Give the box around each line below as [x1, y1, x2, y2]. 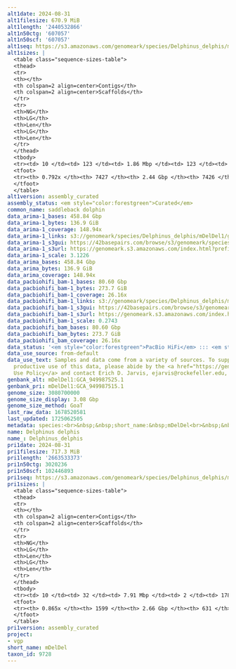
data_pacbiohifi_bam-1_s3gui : [7, 304, 96, 311]
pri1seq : [7, 474, 33, 481]
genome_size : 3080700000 [7, 389, 80, 396]
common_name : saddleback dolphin [7, 207, 105, 214]
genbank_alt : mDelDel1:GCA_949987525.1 [7, 376, 124, 383]
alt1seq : [7, 43, 33, 50]
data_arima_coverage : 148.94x [7, 271, 96, 278]
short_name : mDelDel [7, 644, 68, 651]
